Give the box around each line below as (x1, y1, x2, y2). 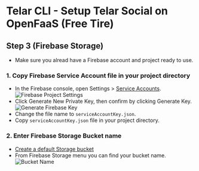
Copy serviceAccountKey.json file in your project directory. (14, 117, 160, 124)
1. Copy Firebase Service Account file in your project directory (6, 71, 190, 80)
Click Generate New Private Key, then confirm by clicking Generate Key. (14, 97, 192, 105)
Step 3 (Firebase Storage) (6, 41, 103, 51)
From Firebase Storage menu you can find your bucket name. (14, 151, 166, 159)
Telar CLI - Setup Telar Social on (6, 4, 169, 18)
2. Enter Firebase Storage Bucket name (6, 132, 122, 140)
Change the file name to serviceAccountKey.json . (14, 111, 136, 118)
